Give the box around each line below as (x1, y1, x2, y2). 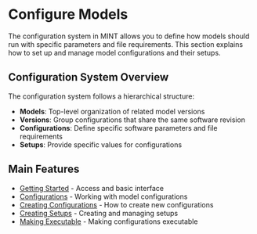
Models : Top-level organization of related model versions (19, 106, 205, 116)
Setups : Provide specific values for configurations (19, 139, 183, 149)
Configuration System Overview (8, 70, 169, 84)
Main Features (8, 163, 80, 176)
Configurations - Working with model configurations (19, 192, 188, 201)
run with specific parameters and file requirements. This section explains (8, 39, 244, 49)
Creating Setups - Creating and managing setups (19, 208, 179, 218)
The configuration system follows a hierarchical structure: (8, 92, 194, 101)
